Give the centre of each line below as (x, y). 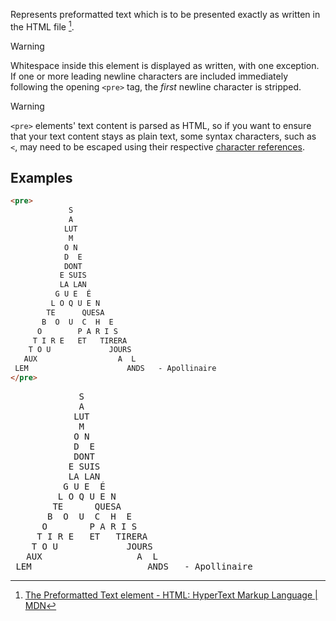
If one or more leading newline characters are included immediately (149, 76)
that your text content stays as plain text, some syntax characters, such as (163, 136)
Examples (41, 178)
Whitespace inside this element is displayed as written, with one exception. (165, 65)
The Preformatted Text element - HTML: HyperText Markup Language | (171, 595)
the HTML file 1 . (42, 26)
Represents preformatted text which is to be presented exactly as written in (165, 14)
